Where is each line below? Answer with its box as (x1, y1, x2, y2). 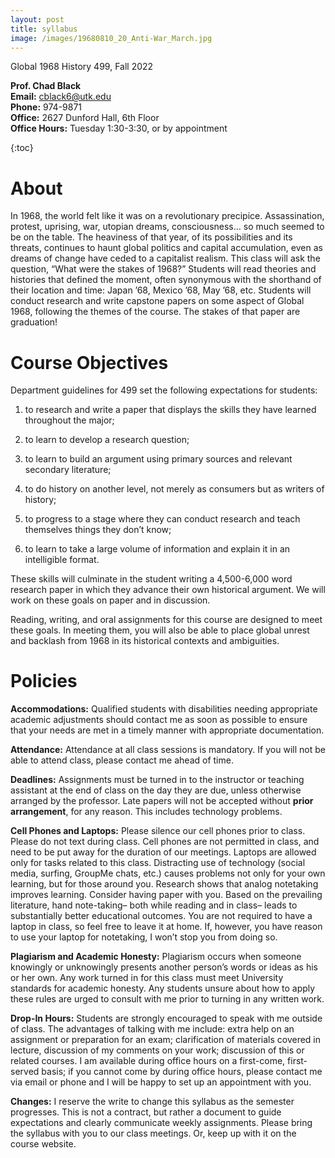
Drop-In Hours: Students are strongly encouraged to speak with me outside (10, 1012, 323, 1025)
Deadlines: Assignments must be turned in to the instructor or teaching (10, 774, 305, 786)
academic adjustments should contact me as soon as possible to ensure (10, 714, 308, 726)
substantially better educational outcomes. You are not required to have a (10, 910, 313, 922)
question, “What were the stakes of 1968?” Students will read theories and (10, 263, 317, 275)
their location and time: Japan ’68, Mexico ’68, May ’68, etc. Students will (10, 284, 312, 296)
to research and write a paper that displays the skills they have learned (24, 404, 317, 416)
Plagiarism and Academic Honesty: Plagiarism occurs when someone (10, 951, 302, 963)
